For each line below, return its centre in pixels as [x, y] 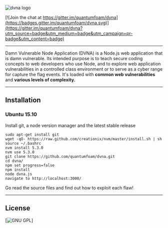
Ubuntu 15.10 [21, 114]
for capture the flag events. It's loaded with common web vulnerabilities [80, 74]
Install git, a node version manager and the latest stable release [70, 125]
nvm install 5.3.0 [24, 148]
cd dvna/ [14, 161]
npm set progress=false [30, 165]
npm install [17, 170]
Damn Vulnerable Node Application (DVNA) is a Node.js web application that [84, 53]
